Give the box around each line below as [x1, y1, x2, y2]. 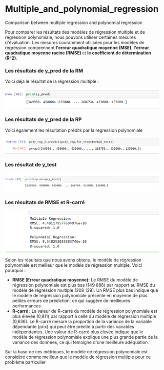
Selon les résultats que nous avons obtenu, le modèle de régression [5, 257, 142, 263]
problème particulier [5, 359, 46, 365]
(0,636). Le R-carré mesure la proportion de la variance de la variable [12, 319, 152, 324]
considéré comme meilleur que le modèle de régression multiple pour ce [5, 354, 151, 360]
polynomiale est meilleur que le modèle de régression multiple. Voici [5, 262, 143, 268]
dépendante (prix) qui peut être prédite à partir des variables [12, 324, 134, 330]
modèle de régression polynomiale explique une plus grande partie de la [12, 334, 158, 340]
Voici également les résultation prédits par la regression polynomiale [5, 127, 143, 133]
